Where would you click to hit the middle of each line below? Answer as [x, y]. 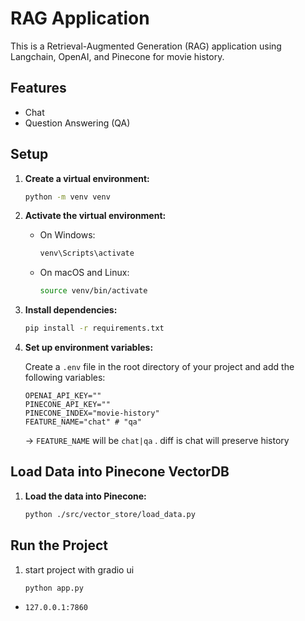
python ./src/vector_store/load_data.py [110, 514]
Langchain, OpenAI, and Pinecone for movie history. [117, 56]
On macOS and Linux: [84, 273]
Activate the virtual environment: [95, 216]
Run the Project [59, 545]
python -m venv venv [67, 197]
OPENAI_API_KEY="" [63, 396]
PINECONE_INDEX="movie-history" [92, 413]
